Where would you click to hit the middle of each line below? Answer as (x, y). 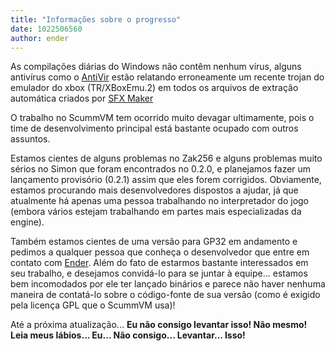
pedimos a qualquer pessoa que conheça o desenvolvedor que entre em (160, 252)
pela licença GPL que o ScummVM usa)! (93, 305)
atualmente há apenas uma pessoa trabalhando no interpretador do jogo (160, 201)
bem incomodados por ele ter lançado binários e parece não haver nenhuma (168, 284)
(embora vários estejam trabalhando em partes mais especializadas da (156, 212)
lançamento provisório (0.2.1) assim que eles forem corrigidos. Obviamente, (166, 180)
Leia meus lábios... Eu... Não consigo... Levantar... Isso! (128, 335)
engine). (27, 222)
